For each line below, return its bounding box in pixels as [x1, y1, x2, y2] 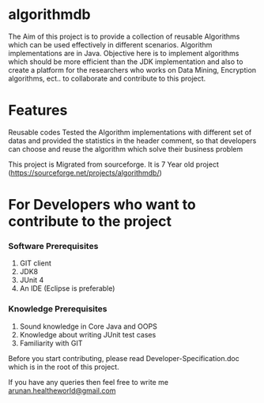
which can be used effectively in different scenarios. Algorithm [8, 40, 213, 49]
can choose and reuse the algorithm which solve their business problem [8, 144, 243, 153]
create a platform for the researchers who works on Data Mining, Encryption [8, 65, 257, 74]
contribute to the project [8, 213, 172, 231]
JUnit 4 [19, 275, 44, 285]
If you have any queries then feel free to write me [8, 377, 168, 386]
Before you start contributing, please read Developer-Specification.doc [8, 353, 239, 363]
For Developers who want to [8, 196, 196, 214]
